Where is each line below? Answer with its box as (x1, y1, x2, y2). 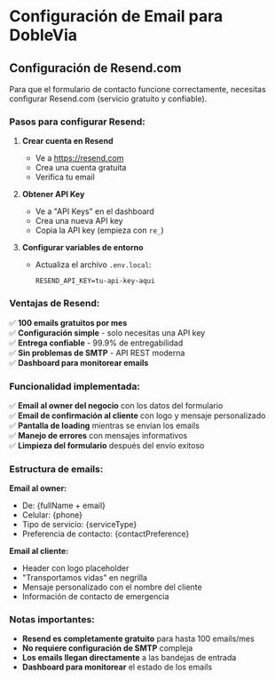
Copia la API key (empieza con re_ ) (35, 225, 164, 236)
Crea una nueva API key (35, 216, 123, 226)
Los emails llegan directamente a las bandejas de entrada (21, 653, 237, 663)
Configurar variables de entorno (21, 242, 144, 253)
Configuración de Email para (9, 6, 224, 27)
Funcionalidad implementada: (9, 380, 140, 392)
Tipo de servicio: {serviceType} (21, 519, 137, 530)
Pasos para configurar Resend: (9, 115, 145, 128)
